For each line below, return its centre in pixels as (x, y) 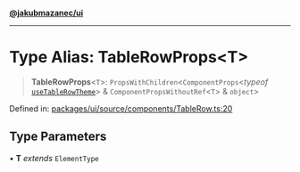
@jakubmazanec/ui (46, 13)
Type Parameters (58, 137)
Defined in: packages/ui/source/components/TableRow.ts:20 (121, 108)
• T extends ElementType (54, 158)
